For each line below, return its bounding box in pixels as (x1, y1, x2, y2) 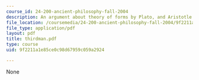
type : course (6, 42, 38, 48)
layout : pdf (6, 31, 36, 36)
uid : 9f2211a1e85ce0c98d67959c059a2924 (6, 47, 105, 53)
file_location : (6, 19, 44, 25)
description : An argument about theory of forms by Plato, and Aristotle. (6, 14, 195, 20)
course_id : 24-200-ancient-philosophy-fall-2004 (6, 8, 129, 15)
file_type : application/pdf (6, 25, 76, 31)
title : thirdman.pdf (6, 36, 57, 42)
